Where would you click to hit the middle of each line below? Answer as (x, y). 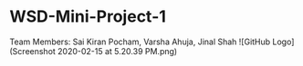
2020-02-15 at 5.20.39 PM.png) (118, 51)
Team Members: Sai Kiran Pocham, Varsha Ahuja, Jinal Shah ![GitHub (140, 42)
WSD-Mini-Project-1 (88, 17)
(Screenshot (33, 51)
